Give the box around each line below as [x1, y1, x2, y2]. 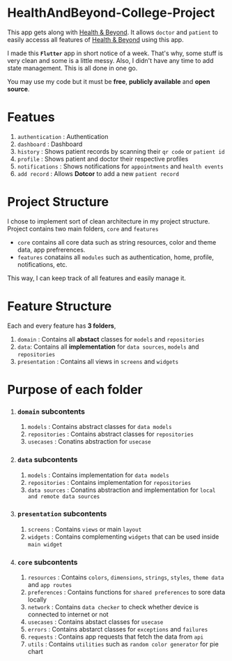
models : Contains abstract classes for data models [27, 423, 172, 431]
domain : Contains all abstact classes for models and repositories [17, 335, 205, 343]
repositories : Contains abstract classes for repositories [27, 430, 194, 438]
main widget [27, 541, 63, 548]
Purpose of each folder [7, 382, 143, 398]
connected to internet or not [27, 610, 109, 619]
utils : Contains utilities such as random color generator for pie [27, 640, 219, 648]
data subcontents [17, 455, 78, 465]
